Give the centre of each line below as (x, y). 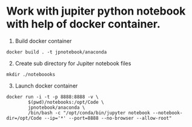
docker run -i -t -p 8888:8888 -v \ (52, 97)
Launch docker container (46, 86)
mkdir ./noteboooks (31, 74)
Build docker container (43, 41)
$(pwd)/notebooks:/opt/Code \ (66, 102)
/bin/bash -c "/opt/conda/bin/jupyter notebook (89, 113)
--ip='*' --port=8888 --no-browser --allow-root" (108, 118)
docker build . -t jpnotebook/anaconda (57, 52)
